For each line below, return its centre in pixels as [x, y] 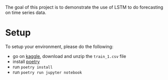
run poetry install [33, 66]
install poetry [26, 61]
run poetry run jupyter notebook [47, 72]
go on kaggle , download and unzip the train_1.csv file [69, 56]
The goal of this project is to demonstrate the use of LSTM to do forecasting [84, 7]
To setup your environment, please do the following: [59, 46]
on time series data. [26, 12]
